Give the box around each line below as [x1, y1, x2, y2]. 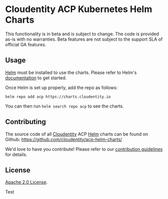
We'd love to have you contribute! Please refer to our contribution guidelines [5, 146, 163, 152]
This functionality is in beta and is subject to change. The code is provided [5, 31, 159, 37]
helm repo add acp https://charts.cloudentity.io [5, 94, 111, 99]
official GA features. [5, 41, 47, 47]
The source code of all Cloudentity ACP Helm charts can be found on [5, 131, 148, 137]
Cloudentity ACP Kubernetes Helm [5, 4, 152, 15]
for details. [5, 151, 28, 157]
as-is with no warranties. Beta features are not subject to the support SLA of [5, 36, 163, 42]
